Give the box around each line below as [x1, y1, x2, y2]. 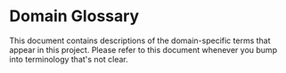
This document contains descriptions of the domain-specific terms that [9, 35, 271, 46]
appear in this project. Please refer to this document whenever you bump [9, 44, 278, 55]
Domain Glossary [9, 6, 140, 26]
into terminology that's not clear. [9, 54, 129, 64]
